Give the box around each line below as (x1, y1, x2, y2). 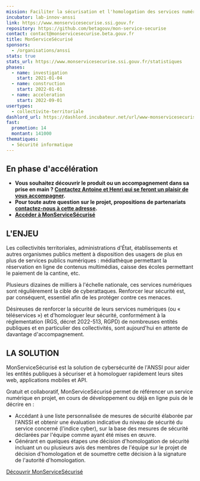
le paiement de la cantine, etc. (6, 269, 80, 277)
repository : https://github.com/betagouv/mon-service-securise (6, 25, 167, 32)
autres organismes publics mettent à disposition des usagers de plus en (6, 251, 183, 258)
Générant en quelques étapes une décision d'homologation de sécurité (14, 437, 189, 445)
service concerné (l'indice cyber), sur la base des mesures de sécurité (14, 425, 189, 432)
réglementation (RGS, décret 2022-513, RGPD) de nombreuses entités (6, 318, 178, 325)
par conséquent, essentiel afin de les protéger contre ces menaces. (6, 294, 173, 301)
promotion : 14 (11, 125, 46, 131)
